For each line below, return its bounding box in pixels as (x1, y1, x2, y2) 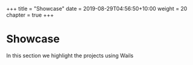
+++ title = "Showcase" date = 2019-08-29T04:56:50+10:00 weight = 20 (6, 5, 188, 12)
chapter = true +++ (6, 11, 54, 18)
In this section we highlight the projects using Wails (6, 52, 134, 59)
